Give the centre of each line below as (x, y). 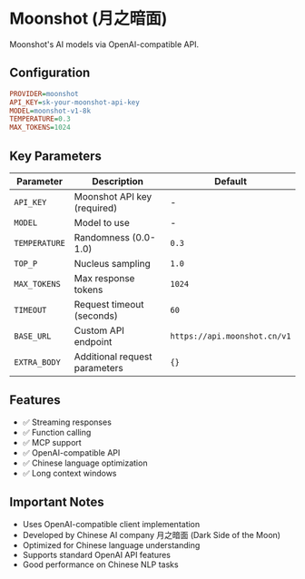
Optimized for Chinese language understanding (111, 545)
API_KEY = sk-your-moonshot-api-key (75, 102)
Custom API (99, 330)
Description (118, 181)
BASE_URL (33, 336)
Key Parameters (55, 156)
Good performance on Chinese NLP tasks (100, 564)
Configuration (50, 73)
